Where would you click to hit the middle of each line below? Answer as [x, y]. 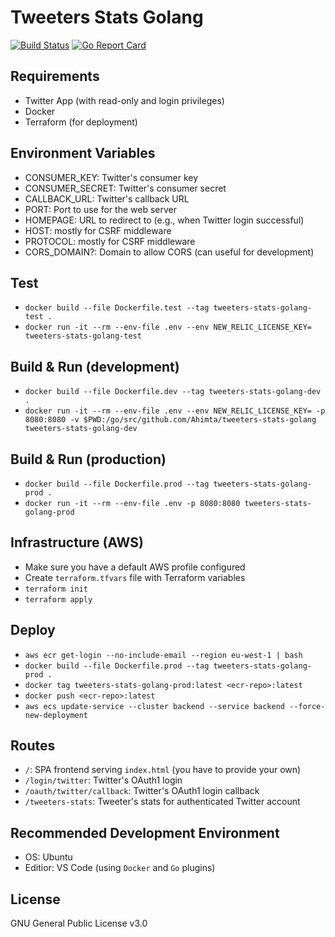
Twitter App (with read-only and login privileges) [124, 100]
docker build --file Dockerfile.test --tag [117, 308]
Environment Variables [83, 153]
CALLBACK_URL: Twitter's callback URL [107, 198]
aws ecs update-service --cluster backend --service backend [155, 706]
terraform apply [58, 599]
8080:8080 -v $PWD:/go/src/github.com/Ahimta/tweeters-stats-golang [170, 420]
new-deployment [56, 715]
